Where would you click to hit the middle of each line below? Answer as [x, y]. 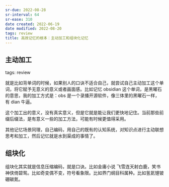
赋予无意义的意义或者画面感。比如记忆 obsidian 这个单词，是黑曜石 [92, 89]
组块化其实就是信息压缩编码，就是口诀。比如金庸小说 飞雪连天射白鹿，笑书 [83, 166]
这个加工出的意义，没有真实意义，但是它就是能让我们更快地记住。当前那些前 [84, 112]
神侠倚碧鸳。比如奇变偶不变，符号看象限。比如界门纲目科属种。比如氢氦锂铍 [84, 173]
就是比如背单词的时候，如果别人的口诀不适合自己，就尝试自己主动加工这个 [82, 83]
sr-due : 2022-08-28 [26, 10]
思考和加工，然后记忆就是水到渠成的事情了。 [52, 136]
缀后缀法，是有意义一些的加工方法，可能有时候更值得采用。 [67, 119]
